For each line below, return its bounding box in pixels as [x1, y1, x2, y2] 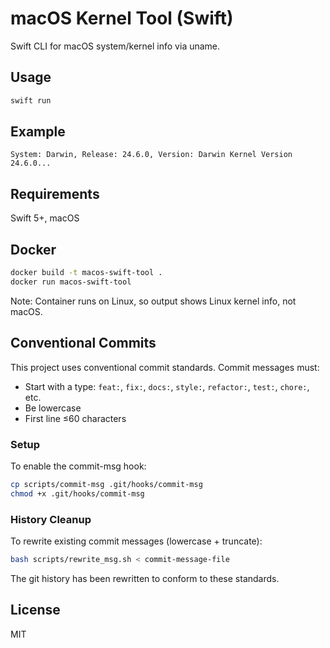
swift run [10, 95, 52, 106]
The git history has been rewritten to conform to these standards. [10, 572, 280, 584]
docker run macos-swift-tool [10, 277, 132, 287]
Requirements [10, 185, 100, 202]
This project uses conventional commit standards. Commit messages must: [10, 361, 320, 373]
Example [10, 123, 66, 141]
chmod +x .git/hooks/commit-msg [10, 488, 145, 499]
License [10, 602, 61, 619]
